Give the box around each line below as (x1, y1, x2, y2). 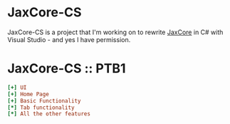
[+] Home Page (7, 91, 50, 98)
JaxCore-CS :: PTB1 (7, 61, 126, 77)
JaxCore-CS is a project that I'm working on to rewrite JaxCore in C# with (7, 28, 224, 36)
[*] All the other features (7, 110, 91, 118)
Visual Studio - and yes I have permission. (7, 35, 131, 43)
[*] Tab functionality (7, 104, 75, 111)
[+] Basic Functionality (7, 97, 81, 104)
